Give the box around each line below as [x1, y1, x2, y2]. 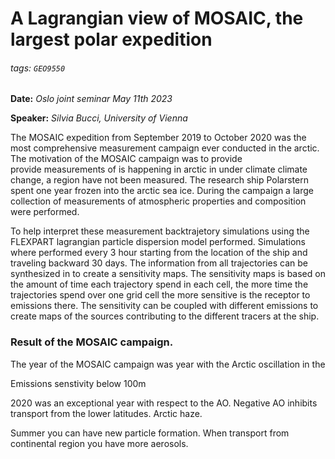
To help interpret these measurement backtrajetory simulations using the [10, 225, 310, 237]
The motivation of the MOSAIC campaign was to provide [10, 153, 243, 165]
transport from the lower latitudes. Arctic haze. [10, 407, 203, 419]
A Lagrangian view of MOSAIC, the [10, 7, 304, 30]
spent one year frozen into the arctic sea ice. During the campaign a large [10, 185, 314, 197]
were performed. [10, 206, 80, 218]
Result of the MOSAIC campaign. [10, 335, 174, 349]
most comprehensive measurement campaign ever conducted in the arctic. [10, 142, 320, 154]
